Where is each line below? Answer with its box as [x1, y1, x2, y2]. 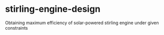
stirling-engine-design [5, 3, 101, 15]
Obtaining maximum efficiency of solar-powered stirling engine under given [5, 20, 159, 26]
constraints [5, 25, 28, 31]
